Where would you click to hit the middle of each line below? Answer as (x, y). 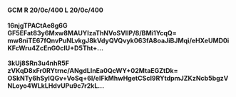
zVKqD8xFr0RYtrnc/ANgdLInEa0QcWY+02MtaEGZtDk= (93, 71)
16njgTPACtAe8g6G (37, 25)
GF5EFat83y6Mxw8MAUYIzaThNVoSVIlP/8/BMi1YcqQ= (92, 33)
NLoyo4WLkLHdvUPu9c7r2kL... (56, 86)
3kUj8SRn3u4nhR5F (39, 63)
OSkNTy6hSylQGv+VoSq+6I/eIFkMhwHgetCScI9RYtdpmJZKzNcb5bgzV (118, 79)
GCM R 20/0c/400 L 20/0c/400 (55, 10)
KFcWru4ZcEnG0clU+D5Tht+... (56, 48)
